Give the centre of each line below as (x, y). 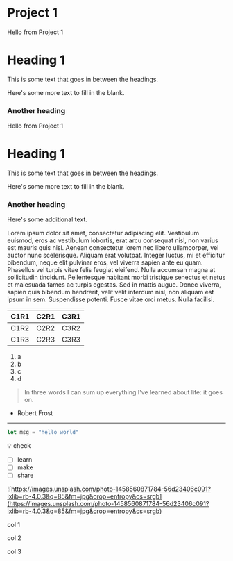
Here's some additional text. (48, 219)
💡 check (19, 446)
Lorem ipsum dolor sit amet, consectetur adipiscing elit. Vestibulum (103, 233)
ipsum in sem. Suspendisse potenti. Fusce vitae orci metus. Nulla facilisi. (111, 299)
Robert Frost (35, 413)
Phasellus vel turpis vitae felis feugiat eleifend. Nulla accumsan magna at (111, 270)
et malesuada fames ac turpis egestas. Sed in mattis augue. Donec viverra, (114, 285)
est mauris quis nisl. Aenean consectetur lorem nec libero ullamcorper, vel (113, 248)
